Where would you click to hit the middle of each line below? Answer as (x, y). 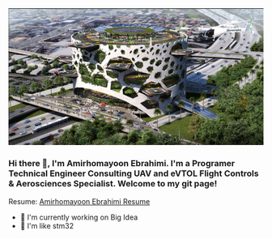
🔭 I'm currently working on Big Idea (79, 217)
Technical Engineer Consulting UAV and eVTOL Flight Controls (134, 173)
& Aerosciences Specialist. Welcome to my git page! (113, 184)
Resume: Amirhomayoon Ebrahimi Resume (79, 201)
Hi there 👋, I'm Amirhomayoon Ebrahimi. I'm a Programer (122, 164)
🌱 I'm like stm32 (47, 225)
